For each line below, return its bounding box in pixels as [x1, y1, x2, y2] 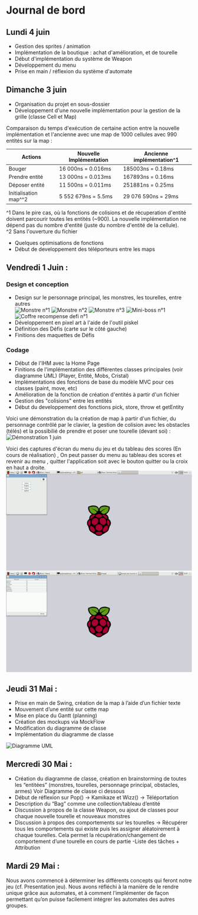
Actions [21, 153, 41, 160]
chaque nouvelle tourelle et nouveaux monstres [14, 812, 131, 819]
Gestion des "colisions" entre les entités [14, 397, 112, 404]
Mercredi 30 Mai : [6, 759, 72, 769]
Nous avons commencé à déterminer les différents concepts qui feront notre [6, 877, 192, 884]
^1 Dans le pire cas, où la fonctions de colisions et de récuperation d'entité [6, 209, 187, 216]
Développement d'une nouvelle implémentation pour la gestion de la [14, 107, 181, 114]
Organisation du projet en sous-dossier [14, 100, 110, 107]
